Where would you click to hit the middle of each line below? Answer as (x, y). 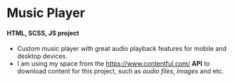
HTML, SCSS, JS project (43, 33)
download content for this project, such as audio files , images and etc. (120, 71)
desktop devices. (42, 56)
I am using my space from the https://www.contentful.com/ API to (113, 64)
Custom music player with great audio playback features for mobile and (122, 49)
